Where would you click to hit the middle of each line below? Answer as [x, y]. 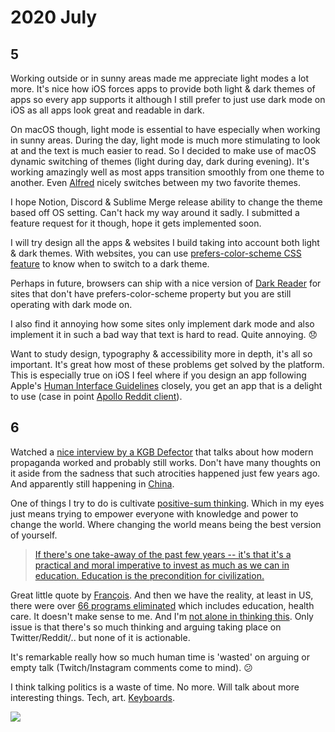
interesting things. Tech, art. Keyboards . [93, 697]
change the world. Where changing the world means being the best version [166, 524]
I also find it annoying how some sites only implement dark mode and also [162, 324]
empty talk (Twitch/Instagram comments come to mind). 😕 [131, 667]
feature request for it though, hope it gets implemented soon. [136, 223]
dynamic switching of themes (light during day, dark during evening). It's [160, 161]
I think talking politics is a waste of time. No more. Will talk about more [155, 687]
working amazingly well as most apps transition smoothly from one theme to [167, 172]
